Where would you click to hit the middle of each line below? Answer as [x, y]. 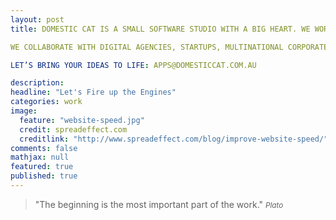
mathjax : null [40, 157]
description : [37, 83]
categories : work [46, 102]
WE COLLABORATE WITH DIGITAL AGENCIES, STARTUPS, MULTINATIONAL [147, 47]
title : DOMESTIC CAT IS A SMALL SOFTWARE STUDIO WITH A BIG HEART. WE [160, 29]
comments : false [44, 148]
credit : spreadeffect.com [73, 129]
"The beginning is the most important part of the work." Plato [159, 204]
